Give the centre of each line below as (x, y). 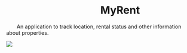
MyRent (120, 10)
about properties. (27, 32)
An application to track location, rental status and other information (99, 26)
